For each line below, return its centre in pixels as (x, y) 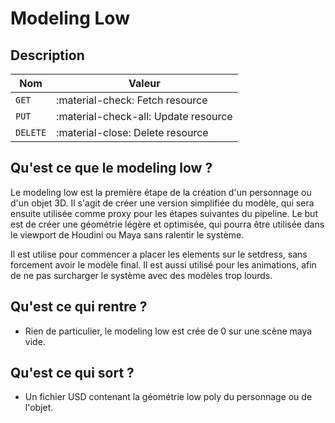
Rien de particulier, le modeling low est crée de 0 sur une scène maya (168, 331)
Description (47, 55)
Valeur (144, 83)
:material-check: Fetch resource (132, 100)
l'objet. (39, 408)
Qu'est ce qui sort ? (72, 373)
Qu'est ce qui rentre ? (79, 307)
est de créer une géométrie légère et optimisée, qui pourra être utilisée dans (167, 224)
